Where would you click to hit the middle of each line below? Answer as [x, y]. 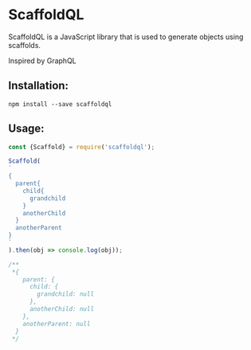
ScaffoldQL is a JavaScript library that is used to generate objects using [126, 37]
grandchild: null [65, 294]
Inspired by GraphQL [43, 61]
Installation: [39, 86]
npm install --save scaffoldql [60, 104]
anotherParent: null [57, 324]
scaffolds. [25, 45]
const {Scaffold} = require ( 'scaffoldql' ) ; [82, 147]
